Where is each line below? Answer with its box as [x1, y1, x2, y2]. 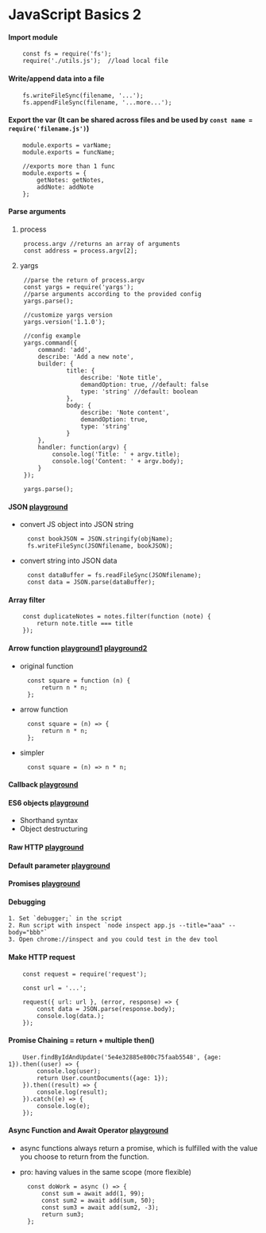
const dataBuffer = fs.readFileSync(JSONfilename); [27, 572, 202, 579]
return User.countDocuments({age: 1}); [37, 1074, 169, 1082]
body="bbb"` [8, 929, 48, 937]
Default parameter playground [8, 860, 110, 870]
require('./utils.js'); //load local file [22, 57, 169, 65]
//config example [23, 332, 81, 340]
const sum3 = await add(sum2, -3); [40, 1204, 159, 1212]
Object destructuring [19, 824, 88, 833]
